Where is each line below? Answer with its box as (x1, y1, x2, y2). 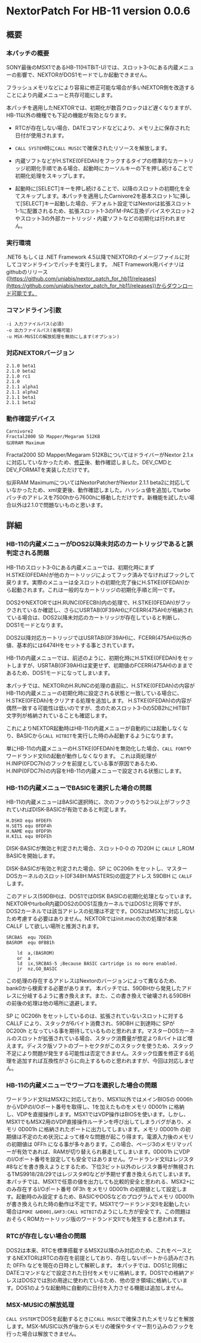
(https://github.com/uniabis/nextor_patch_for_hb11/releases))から (6, 282, 167, 290)
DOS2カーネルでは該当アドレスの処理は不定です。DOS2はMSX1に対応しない (6, 908, 195, 915)
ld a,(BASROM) (17, 950, 55, 956)
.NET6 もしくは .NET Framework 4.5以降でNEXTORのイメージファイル (6, 253, 179, 261)
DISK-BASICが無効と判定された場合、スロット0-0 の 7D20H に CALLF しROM (6, 845, 194, 852)
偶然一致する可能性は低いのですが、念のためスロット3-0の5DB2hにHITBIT (6, 704, 190, 712)
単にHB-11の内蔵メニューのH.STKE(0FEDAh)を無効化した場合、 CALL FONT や (6, 745, 192, 752)
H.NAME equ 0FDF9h (6, 828, 52, 834)
